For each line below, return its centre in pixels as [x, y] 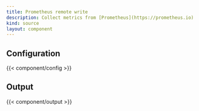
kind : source [23, 23]
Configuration [33, 53]
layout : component [29, 29]
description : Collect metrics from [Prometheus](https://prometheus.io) [100, 18]
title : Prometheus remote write [47, 12]
